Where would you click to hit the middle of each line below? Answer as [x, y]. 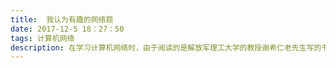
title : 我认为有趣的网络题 [62, 19]
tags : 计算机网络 [42, 38]
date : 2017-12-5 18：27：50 [67, 29]
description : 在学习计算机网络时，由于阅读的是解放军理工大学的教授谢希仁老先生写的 [166, 47]
